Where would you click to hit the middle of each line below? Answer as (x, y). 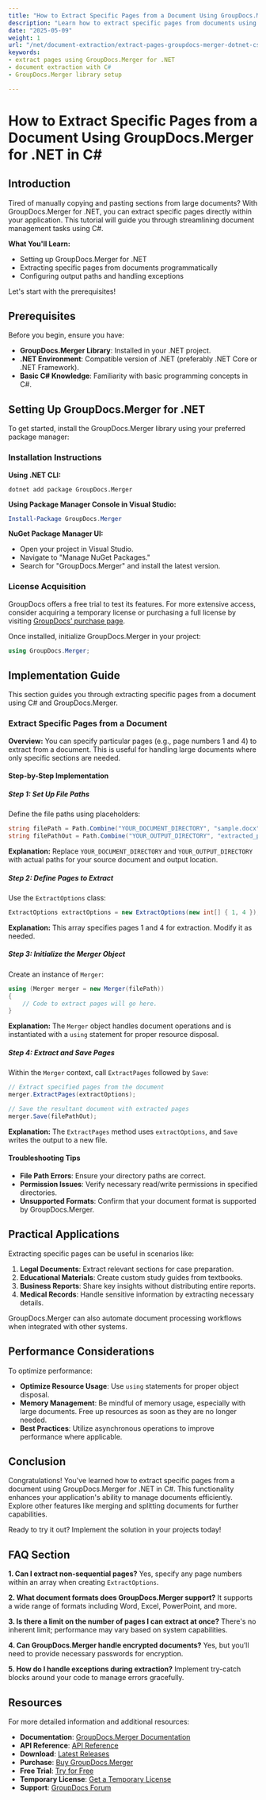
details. (32, 1302)
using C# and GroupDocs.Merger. (63, 703)
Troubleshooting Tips (44, 1158)
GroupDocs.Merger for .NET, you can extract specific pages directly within (130, 211)
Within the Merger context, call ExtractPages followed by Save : (108, 1073)
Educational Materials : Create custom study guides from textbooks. (131, 1277)
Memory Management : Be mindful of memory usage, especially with (132, 1403)
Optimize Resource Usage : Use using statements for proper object (129, 1386)
